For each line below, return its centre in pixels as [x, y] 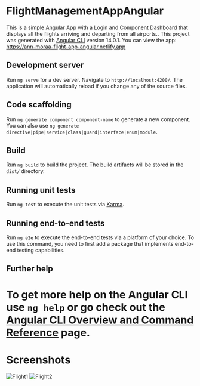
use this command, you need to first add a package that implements [90, 244]
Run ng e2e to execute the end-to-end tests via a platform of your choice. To [100, 237]
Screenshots [39, 360]
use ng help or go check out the [86, 307]
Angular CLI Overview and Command [100, 320]
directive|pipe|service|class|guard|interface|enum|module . [82, 132]
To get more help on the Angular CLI [97, 294]
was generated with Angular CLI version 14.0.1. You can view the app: [91, 40]
